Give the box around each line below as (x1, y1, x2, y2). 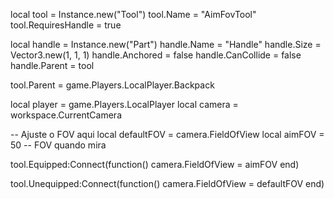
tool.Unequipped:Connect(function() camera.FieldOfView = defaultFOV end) (10, 178, 325, 189)
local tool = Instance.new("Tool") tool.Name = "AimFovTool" (10, 9, 257, 20)
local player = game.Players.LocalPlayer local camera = (10, 99, 239, 110)
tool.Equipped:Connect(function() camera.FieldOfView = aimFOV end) (10, 159, 300, 170)
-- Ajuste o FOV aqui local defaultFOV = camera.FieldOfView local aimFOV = (10, 129, 325, 140)
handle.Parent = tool (10, 60, 95, 71)
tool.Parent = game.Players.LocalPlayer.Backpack (10, 79, 215, 91)
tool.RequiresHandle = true (10, 19, 122, 31)
